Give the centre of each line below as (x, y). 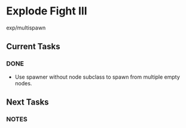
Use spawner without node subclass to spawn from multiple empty (97, 77)
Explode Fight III (47, 11)
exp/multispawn (26, 28)
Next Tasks (28, 102)
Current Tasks (33, 47)
